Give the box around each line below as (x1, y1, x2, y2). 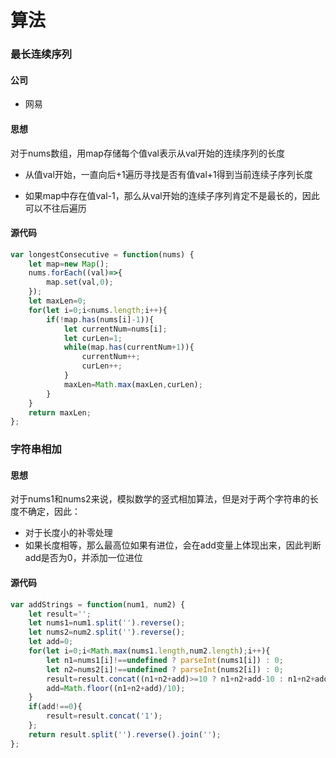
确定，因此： (27, 506, 81, 518)
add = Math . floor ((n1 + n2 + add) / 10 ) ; (46, 683, 186, 693)
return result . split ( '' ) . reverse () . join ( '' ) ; (28, 729, 222, 740)
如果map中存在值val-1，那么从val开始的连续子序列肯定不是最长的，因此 (24, 189, 320, 201)
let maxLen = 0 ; (28, 296, 87, 306)
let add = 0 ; (28, 637, 74, 647)
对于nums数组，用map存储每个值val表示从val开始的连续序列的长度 (10, 147, 286, 159)
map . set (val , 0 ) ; (46, 277, 114, 288)
